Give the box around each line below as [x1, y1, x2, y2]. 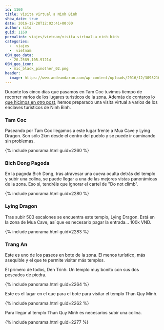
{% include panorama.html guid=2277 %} [5, 319, 89, 325]
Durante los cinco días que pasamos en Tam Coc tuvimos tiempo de [5, 88, 143, 94]
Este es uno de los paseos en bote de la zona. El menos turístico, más [5, 252, 145, 258]
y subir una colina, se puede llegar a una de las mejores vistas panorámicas [5, 176, 158, 182]
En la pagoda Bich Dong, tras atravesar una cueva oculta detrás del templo [5, 171, 156, 176]
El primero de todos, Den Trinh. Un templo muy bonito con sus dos [5, 266, 139, 272]
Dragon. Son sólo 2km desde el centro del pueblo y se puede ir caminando [5, 133, 156, 139]
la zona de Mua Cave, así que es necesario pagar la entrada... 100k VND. [5, 219, 151, 225]
